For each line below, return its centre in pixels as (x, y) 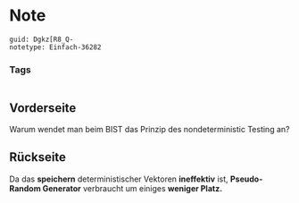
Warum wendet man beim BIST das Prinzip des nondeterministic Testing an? (149, 130)
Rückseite (38, 157)
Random (25, 188)
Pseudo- (247, 179)
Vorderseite (43, 108)
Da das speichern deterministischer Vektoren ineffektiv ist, (119, 179)
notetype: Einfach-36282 (55, 47)
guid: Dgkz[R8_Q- (42, 39)
